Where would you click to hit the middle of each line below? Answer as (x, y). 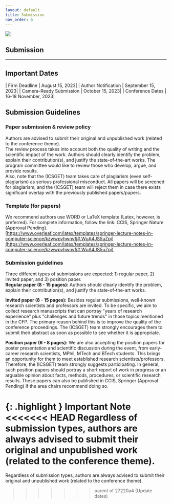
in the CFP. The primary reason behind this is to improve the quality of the (83, 322)
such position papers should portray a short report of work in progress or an (86, 370)
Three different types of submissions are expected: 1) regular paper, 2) (80, 274)
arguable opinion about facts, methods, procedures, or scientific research (83, 375)
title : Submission (25, 15)
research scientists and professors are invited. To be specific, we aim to (81, 305)
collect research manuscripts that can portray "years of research (74, 311)
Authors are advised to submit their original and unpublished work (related (84, 138)
